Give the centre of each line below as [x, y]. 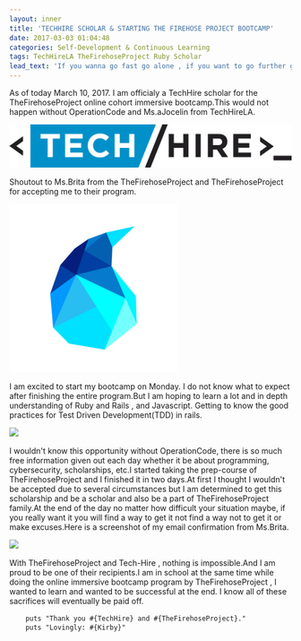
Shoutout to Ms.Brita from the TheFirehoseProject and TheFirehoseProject [146, 182]
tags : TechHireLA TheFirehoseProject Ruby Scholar [106, 57]
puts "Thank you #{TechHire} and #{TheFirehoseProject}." [136, 619]
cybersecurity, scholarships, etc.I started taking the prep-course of [133, 470]
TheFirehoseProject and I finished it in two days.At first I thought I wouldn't [147, 480]
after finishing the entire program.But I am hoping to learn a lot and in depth [149, 396]
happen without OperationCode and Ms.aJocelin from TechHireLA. [132, 112]
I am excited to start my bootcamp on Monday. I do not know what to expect [150, 386]
